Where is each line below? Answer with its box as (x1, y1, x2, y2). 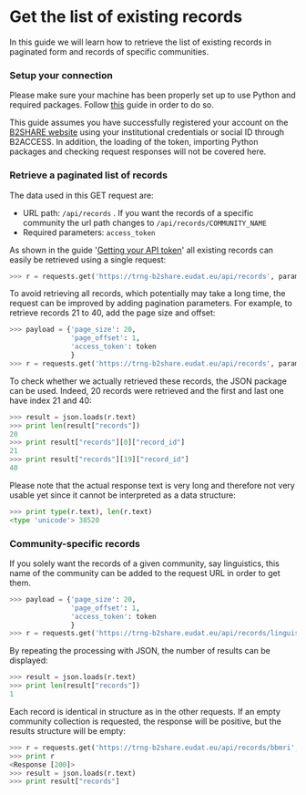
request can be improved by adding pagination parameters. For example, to (9, 298, 293, 309)
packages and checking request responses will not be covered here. (9, 146, 267, 157)
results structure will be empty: (9, 725, 126, 736)
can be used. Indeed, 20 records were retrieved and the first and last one (9, 385, 284, 396)
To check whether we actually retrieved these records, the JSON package (9, 376, 287, 387)
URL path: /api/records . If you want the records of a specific (22, 207, 254, 218)
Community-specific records (9, 537, 141, 550)
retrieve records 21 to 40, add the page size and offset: (9, 307, 216, 318)
